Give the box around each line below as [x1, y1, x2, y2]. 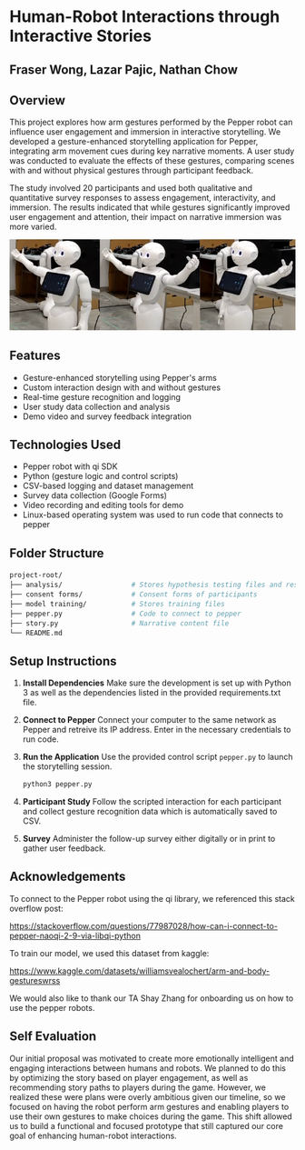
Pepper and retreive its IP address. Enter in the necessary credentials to [22, 725, 291, 735]
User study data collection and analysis [22, 401, 171, 412]
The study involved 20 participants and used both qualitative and [9, 183, 252, 194]
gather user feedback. [22, 843, 106, 854]
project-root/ [9, 571, 64, 580]
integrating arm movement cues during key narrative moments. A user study [9, 145, 295, 156]
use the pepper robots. [9, 1002, 95, 1013]
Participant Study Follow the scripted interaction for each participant [22, 796, 282, 807]
